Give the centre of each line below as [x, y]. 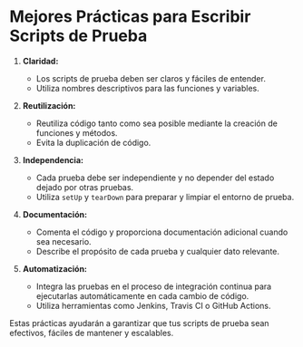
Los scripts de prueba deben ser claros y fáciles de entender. [151, 78]
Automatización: [55, 268]
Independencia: [53, 159]
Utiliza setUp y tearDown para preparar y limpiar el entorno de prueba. [165, 197]
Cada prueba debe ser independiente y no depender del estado [155, 178]
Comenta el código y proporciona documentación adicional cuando [162, 232]
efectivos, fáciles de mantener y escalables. [92, 333]
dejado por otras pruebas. [85, 187]
